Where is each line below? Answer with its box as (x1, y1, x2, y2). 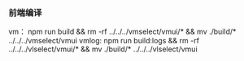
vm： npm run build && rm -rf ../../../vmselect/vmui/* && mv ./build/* (8, 26, 237, 37)
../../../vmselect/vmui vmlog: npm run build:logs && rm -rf (8, 36, 199, 46)
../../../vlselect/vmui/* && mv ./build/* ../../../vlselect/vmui (8, 44, 198, 54)
